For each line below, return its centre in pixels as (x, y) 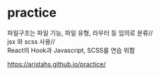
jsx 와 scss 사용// (31, 41)
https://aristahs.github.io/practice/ (57, 64)
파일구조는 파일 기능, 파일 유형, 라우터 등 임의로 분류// (80, 33)
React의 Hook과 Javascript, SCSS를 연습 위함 (71, 50)
